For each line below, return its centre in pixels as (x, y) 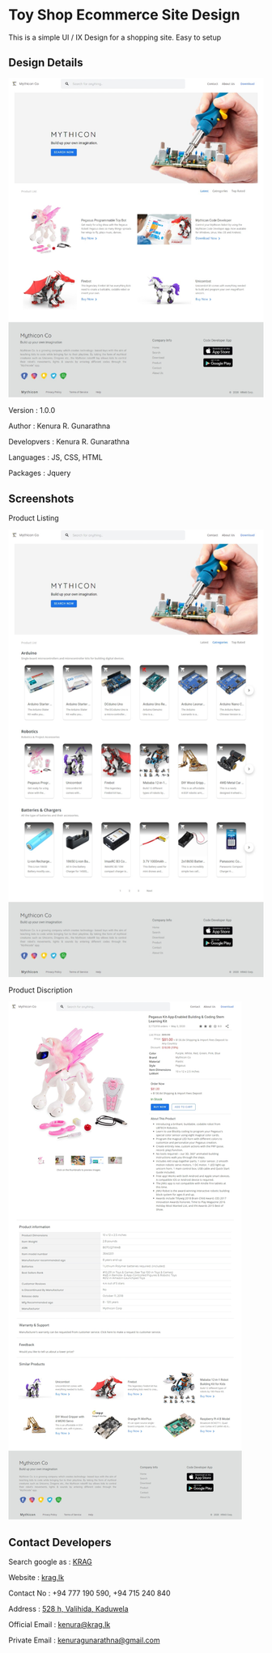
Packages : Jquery (40, 473)
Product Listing (34, 518)
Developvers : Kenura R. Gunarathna (69, 442)
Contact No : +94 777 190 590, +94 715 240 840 (89, 1593)
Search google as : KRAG (51, 1562)
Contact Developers (60, 1543)
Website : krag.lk (36, 1578)
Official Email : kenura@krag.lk (59, 1625)
